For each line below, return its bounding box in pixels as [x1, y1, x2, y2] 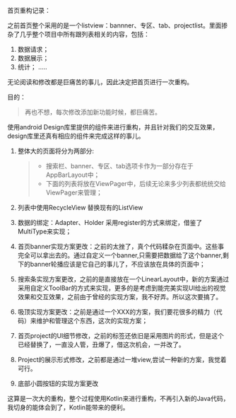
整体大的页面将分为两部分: [17, 147, 94, 155]
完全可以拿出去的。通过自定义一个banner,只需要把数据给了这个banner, [17, 251, 223, 260]
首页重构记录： [7, 6, 51, 14]
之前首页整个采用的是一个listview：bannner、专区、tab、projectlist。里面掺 [7, 21, 228, 30]
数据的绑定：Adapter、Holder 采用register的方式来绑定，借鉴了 [17, 219, 203, 226]
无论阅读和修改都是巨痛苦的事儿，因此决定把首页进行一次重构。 [7, 78, 193, 86]
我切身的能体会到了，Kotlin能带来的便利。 [7, 403, 129, 412]
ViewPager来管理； [45, 188, 102, 197]
